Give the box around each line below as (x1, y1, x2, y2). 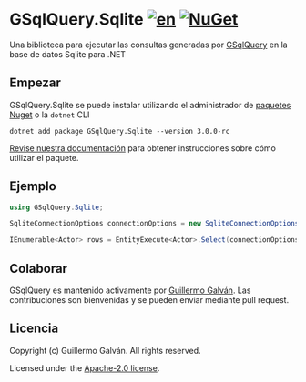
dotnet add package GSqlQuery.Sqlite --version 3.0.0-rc (9, 126, 230, 136)
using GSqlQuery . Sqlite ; (9, 203, 104, 212)
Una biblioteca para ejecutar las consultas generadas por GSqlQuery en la (9, 39, 289, 50)
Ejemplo (9, 178, 56, 195)
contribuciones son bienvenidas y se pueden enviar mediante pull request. (9, 295, 290, 305)
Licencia (9, 321, 59, 337)
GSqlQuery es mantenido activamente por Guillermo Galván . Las (9, 285, 251, 296)
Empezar (9, 75, 62, 91)
